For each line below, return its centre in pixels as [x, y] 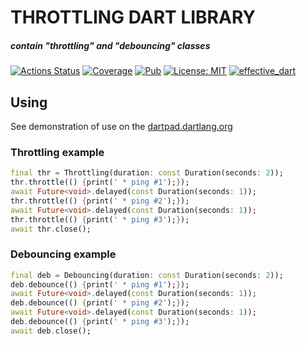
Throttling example [57, 152]
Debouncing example [63, 254]
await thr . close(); [51, 229]
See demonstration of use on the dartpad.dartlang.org [121, 126]
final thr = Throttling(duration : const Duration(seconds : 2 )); [147, 173]
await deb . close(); [51, 331]
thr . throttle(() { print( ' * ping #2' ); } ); [100, 201]
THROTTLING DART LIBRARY [133, 17]
